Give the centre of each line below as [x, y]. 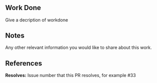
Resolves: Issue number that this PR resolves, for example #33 [70, 75]
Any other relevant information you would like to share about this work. [78, 47]
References [24, 63]
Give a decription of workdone [37, 20]
